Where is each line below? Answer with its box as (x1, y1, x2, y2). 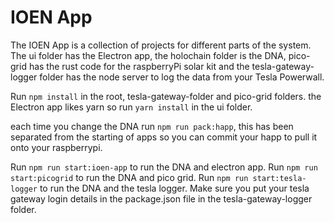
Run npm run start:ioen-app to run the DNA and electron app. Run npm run (10, 161, 318, 173)
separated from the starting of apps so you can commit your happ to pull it (10, 131, 318, 143)
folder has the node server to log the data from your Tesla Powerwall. (39, 71, 325, 83)
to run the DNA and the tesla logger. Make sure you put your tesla (39, 182, 310, 194)
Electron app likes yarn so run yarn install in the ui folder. (10, 101, 253, 113)
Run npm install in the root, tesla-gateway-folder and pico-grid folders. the (10, 90, 322, 102)
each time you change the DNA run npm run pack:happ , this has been (10, 120, 294, 132)
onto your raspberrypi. (10, 141, 103, 153)
